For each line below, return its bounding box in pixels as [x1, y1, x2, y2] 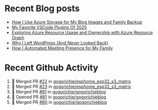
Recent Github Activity [4, 62, 99, 73]
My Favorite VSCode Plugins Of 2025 [11, 24, 87, 30]
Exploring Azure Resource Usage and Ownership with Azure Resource [11, 29, 153, 35]
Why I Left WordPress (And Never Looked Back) [11, 40, 108, 45]
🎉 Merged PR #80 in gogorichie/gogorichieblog [11, 99, 107, 105]
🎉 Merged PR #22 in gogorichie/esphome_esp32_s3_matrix [11, 78, 131, 84]
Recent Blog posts [4, 3, 80, 14]
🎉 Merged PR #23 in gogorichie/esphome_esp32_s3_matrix [11, 84, 131, 89]
